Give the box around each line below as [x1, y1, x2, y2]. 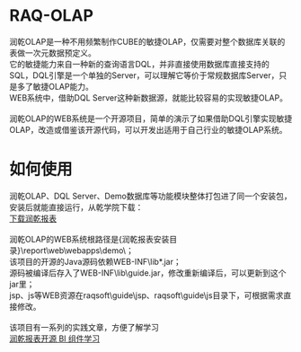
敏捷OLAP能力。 [32, 81, 94, 92]
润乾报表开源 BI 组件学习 [9, 333, 101, 344]
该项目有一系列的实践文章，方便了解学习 [9, 321, 159, 332]
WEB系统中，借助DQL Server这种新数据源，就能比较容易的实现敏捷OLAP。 [9, 92, 288, 103]
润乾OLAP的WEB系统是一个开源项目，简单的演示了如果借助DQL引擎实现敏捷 [9, 113, 293, 124]
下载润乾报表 [9, 213, 57, 224]
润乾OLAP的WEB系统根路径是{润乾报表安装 [9, 233, 170, 244]
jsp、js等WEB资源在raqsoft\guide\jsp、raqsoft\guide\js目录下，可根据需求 [9, 289, 284, 301]
